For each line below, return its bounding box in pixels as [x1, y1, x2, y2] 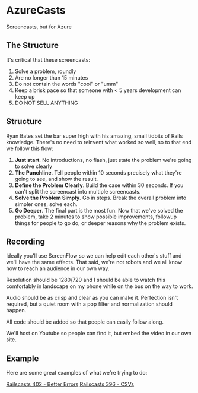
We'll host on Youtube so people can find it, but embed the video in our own [6, 330, 191, 337]
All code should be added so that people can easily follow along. [6, 318, 164, 325]
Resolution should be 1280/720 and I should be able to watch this [6, 277, 166, 284]
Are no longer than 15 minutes [14, 74, 88, 81]
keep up [14, 93, 35, 100]
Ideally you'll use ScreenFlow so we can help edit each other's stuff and [6, 252, 182, 259]
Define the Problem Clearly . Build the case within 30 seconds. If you [14, 182, 184, 189]
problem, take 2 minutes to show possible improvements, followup [14, 213, 177, 220]
